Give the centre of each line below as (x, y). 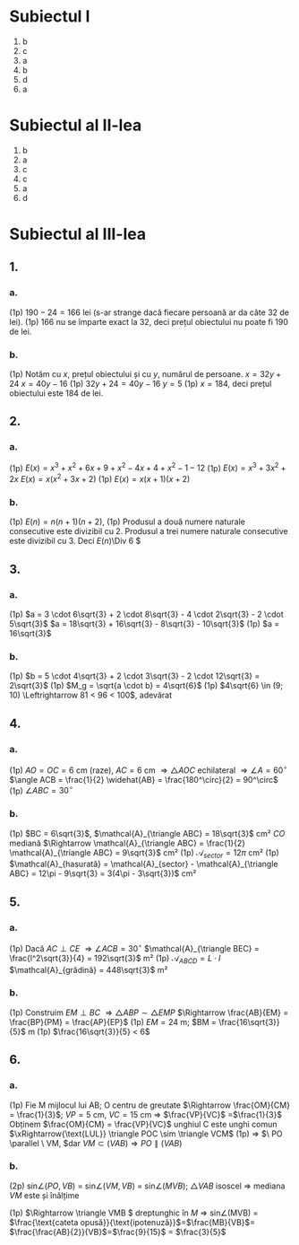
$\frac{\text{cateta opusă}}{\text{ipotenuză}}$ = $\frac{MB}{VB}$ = (132, 1222)
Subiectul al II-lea (76, 125)
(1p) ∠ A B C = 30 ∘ (41, 790)
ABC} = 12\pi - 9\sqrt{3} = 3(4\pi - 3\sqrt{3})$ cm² (103, 873)
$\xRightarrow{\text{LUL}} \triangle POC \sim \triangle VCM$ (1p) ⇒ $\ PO (146, 1134)
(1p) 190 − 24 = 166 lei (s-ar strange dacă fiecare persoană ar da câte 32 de (149, 312)
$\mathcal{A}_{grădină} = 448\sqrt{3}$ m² (89, 969)
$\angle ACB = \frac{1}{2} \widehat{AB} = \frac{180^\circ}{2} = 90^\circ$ (144, 779)
